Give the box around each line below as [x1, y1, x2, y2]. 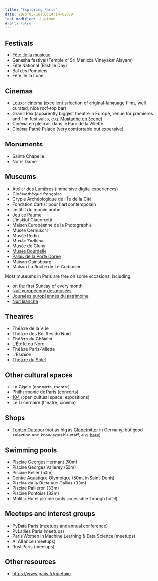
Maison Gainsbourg [12, 258, 52, 265]
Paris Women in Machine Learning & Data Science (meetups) [12, 533, 135, 539]
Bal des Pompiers [12, 68, 48, 73]
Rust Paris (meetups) [12, 543, 55, 549]
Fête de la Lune [12, 73, 44, 79]
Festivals [5, 39, 33, 47]
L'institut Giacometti [12, 217, 53, 223]
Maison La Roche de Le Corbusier [12, 264, 81, 269]
